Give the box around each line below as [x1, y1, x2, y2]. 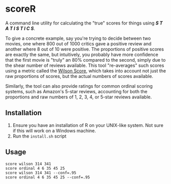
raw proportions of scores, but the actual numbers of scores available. [5, 73, 154, 79]
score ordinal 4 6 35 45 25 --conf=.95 [5, 174, 90, 180]
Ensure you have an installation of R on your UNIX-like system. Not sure [12, 122, 163, 128]
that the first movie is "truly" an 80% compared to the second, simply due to [5, 57, 166, 63]
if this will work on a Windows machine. [12, 127, 96, 134]
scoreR [5, 3, 36, 15]
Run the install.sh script [12, 133, 67, 139]
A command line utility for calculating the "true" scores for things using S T [5, 20, 163, 26]
